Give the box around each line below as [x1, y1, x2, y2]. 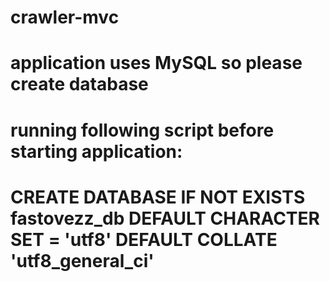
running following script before [10, 119, 275, 141]
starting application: [10, 140, 183, 163]
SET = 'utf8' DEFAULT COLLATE [10, 228, 278, 251]
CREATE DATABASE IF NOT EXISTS [10, 186, 306, 208]
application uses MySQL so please [10, 52, 303, 75]
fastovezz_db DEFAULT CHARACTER [10, 207, 320, 230]
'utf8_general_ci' [10, 249, 155, 272]
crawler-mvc [10, 6, 120, 29]
